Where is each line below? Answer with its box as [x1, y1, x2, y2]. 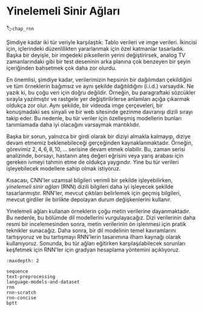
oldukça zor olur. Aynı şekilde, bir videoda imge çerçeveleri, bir [6, 102, 164, 109]
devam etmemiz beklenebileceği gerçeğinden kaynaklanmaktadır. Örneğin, [6, 139, 193, 146]
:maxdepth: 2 [6, 258, 39, 264]
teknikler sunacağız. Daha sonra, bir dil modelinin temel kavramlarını [6, 227, 177, 234]
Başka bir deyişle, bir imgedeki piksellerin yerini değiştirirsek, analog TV [6, 51, 186, 59]
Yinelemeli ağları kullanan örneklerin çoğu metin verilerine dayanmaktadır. [6, 207, 191, 215]
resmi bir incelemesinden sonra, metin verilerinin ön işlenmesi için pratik [6, 220, 187, 227]
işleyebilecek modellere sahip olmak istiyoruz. [6, 164, 121, 172]
